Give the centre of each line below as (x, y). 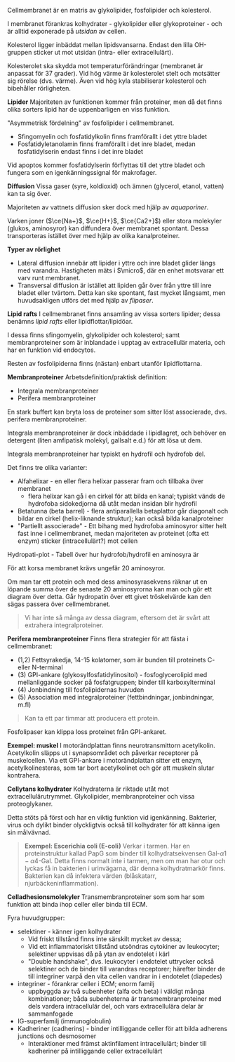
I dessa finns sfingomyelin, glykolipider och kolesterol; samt (94, 335)
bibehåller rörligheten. (39, 88)
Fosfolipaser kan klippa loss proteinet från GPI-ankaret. (87, 732)
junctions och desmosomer (57, 1036)
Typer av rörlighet (34, 249)
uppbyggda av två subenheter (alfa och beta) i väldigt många (116, 991)
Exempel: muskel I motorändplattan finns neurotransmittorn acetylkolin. (111, 745)
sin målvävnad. (29, 832)
